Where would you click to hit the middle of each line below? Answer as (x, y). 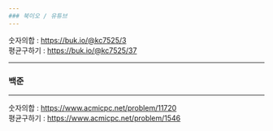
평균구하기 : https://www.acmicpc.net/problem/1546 (95, 118)
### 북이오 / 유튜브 (38, 16)
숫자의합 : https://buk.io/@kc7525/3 (67, 40)
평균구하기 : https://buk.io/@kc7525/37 (73, 50)
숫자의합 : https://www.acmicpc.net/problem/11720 (93, 107)
